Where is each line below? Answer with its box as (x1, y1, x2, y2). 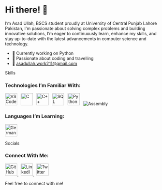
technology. (5, 41, 29, 46)
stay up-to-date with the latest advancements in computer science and (5, 36, 147, 42)
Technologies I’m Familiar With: (5, 82, 81, 88)
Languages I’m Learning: (5, 113, 65, 120)
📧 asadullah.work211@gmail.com (12, 60, 77, 66)
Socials (5, 140, 20, 146)
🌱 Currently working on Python (12, 50, 74, 56)
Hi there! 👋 (5, 4, 48, 15)
